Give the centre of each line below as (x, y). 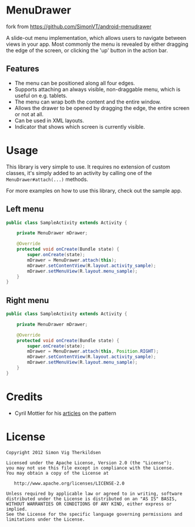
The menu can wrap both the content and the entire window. (88, 102)
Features (23, 69)
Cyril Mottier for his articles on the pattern (65, 413)
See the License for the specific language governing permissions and (94, 514)
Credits (24, 397)
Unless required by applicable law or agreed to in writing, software (94, 494)
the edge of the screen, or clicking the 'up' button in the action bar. (87, 50)
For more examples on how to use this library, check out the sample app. (94, 190)
